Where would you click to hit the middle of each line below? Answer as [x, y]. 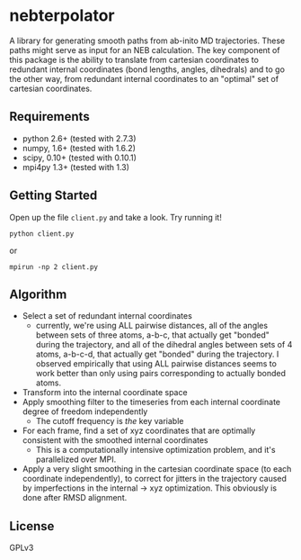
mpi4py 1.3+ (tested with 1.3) [76, 167]
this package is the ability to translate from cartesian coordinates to [134, 59]
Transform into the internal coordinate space [105, 393]
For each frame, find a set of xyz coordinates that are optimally [139, 431]
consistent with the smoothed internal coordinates [115, 440]
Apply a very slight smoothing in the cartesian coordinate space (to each [157, 469]
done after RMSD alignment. [75, 498]
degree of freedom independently [85, 411]
